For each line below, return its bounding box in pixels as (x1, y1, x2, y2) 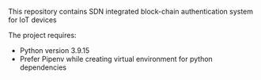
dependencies (19, 63, 67, 72)
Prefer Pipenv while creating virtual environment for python (19, 55, 214, 63)
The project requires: (8, 31, 77, 40)
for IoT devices (8, 15, 57, 25)
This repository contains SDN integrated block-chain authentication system (8, 7, 254, 16)
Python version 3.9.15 (19, 46, 90, 55)
